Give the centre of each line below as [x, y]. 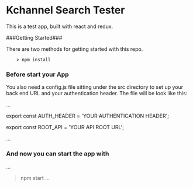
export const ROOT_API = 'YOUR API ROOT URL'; [65, 127]
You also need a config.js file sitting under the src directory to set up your [94, 87]
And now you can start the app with [58, 154]
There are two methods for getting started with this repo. [75, 49]
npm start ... [35, 178]
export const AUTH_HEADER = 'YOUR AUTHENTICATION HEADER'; [88, 116]
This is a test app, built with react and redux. [60, 26]
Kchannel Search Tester [66, 10]
